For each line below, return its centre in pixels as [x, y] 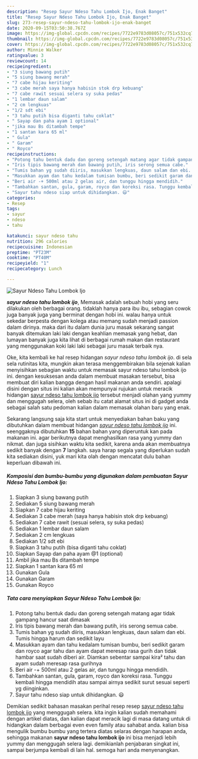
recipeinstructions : [32, 154]
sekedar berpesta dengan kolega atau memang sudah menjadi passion [93, 321]
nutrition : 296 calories [37, 241]
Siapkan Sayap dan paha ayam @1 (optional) [69, 553]
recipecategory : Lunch [34, 269]
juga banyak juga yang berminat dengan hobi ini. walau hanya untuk [89, 314]
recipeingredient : [29, 66]
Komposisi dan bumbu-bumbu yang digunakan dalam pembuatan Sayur [98, 476]
